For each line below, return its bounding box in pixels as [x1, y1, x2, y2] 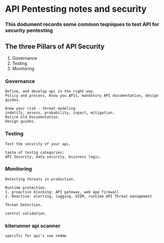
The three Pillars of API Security [5, 42, 105, 50]
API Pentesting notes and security [5, 3, 147, 15]
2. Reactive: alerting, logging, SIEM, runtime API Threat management [5, 194, 152, 199]
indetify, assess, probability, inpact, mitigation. [5, 110, 115, 116]
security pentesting [5, 27, 53, 34]
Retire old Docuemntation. [5, 115, 60, 120]
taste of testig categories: [5, 150, 65, 155]
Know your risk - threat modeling [5, 106, 76, 111]
